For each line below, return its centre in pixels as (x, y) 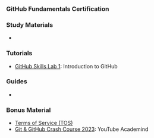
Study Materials (30, 24)
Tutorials (19, 54)
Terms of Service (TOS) (44, 123)
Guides (17, 81)
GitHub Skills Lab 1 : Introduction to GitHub (66, 66)
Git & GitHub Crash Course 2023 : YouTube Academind (81, 129)
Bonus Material (29, 110)
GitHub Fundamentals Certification (58, 9)
